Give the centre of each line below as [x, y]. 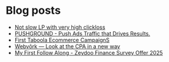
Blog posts [33, 11]
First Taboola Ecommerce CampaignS [62, 40]
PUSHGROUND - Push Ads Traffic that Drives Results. [82, 33]
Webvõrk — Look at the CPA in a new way [67, 46]
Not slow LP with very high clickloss [60, 27]
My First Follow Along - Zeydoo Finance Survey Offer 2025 [88, 52]
